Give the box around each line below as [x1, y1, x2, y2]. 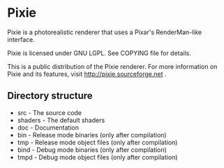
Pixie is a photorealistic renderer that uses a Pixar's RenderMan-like [7, 28, 202, 36]
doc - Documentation [17, 123, 79, 132]
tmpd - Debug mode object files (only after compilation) [17, 153, 178, 161]
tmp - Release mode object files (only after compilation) [17, 138, 178, 146]
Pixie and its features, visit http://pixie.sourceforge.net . [7, 70, 167, 78]
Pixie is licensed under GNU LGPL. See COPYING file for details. [7, 49, 192, 57]
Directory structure [7, 90, 93, 102]
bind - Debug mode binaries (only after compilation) [17, 145, 167, 154]
